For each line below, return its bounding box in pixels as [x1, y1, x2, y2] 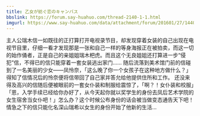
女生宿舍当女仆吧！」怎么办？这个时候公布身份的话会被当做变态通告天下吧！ [6, 96, 194, 104]
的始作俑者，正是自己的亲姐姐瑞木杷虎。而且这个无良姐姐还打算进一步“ [6, 52, 181, 59]
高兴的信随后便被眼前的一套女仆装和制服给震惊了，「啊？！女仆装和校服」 [16, 81, 194, 89]
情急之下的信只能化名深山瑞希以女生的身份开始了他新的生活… [6, 104, 157, 111]
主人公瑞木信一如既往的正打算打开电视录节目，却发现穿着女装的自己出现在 [6, 37, 189, 44]
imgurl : [6, 20, 26, 26]
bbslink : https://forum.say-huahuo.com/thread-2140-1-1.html [6, 14, 161, 20]
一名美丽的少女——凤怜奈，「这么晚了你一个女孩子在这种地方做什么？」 [16, 67, 192, 74]
